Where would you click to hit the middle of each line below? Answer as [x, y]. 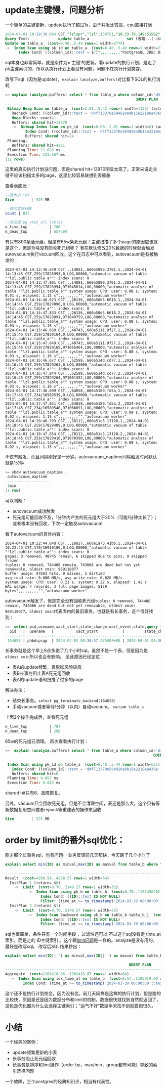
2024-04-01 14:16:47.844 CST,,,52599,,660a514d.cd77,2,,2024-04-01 [76, 373]
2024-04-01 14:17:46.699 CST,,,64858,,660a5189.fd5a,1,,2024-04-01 [76, 391]
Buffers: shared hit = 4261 [38, 145]
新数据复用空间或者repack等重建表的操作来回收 [53, 810]
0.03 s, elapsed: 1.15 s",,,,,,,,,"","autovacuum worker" [66, 326]
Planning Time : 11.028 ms [34, 150]
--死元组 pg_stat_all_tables [34, 222]
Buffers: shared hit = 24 [49, 136]
